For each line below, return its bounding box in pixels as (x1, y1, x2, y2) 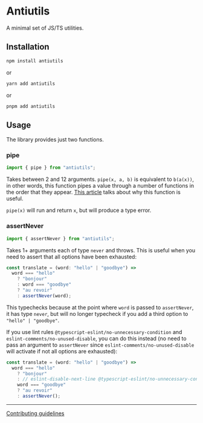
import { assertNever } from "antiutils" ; (6, 235, 115, 241)
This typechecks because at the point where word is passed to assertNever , (6, 304, 194, 311)
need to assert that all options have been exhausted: (6, 253, 137, 260)
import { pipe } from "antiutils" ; (6, 165, 96, 171)
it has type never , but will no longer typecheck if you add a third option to (6, 310, 188, 317)
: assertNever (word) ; (17, 292, 71, 299)
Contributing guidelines (6, 410, 65, 417)
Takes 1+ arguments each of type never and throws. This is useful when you (6, 246, 196, 254)
